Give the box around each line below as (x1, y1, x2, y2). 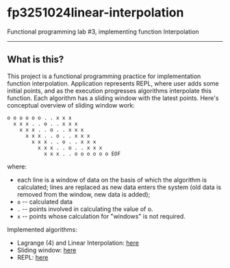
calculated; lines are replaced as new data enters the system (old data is (16, 183, 221, 191)
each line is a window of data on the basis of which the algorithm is (16, 175, 207, 184)
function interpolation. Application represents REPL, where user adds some (7, 79, 219, 87)
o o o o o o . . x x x (7, 114, 72, 121)
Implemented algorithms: (7, 225, 77, 234)
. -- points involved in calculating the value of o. (16, 204, 153, 213)
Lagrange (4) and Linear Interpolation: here (16, 239, 139, 247)
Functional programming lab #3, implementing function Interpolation (7, 27, 200, 36)
